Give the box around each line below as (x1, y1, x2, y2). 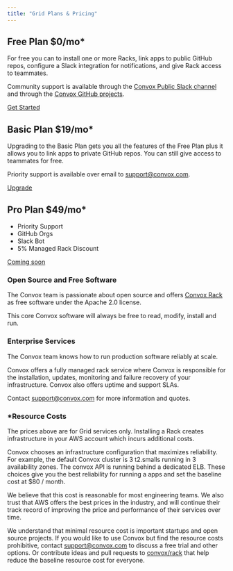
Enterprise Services (7, 336, 76, 346)
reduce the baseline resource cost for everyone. (7, 556, 146, 564)
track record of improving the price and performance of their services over (7, 505, 221, 514)
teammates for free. (7, 157, 64, 165)
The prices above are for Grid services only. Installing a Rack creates (7, 427, 205, 435)
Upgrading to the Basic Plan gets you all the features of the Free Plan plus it (7, 142, 223, 150)
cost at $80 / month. (7, 477, 66, 486)
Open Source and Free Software (7, 275, 117, 285)
